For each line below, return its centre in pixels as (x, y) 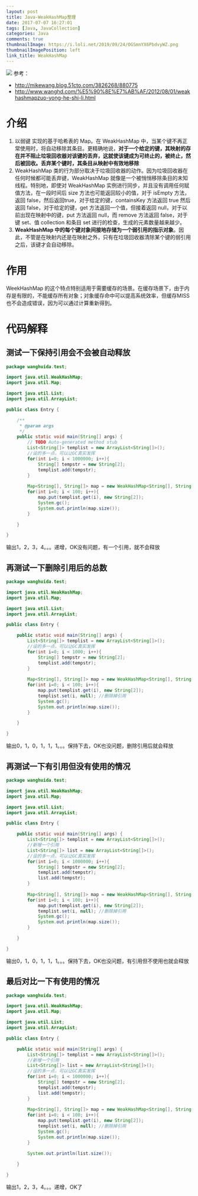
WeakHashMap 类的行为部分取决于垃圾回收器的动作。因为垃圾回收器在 (101, 170)
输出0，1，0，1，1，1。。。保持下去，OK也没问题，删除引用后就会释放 (90, 746)
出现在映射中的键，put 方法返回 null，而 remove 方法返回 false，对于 (104, 215)
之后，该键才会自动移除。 (46, 244)
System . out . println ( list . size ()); (70, 1154)
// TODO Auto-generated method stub (72, 442)
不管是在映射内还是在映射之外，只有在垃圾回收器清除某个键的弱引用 (108, 237)
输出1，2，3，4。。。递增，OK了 (44, 1187)
